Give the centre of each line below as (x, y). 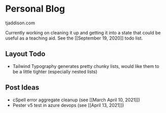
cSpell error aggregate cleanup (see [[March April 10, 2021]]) (76, 100)
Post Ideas (22, 87)
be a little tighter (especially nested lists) (55, 71)
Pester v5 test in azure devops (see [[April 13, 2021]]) (68, 105)
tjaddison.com (20, 23)
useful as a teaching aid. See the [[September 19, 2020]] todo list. (74, 38)
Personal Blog (35, 9)
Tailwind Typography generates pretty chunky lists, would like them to (86, 66)
